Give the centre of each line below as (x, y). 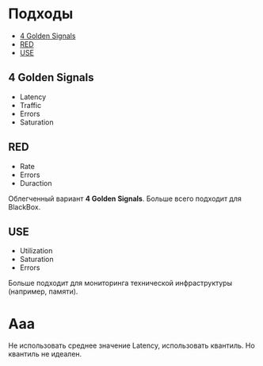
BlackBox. (25, 206)
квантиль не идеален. (45, 354)
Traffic (30, 105)
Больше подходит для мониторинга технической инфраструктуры (120, 283)
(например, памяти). (43, 291)
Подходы (41, 14)
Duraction (36, 183)
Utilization (36, 251)
